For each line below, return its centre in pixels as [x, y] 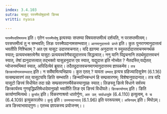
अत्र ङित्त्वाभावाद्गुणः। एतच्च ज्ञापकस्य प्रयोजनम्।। [45, 105]
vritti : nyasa [20, 19]
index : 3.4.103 [21, 10]
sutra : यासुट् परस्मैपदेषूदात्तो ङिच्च [32, 15]
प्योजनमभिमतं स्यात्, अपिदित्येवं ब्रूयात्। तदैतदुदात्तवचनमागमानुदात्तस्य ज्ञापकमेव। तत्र [70, 66]
